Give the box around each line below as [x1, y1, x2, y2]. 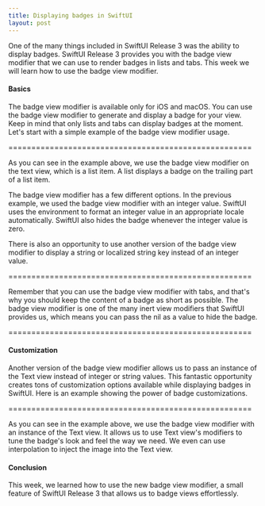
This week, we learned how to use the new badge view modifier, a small [8, 481, 244, 490]
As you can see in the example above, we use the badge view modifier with [8, 419, 255, 428]
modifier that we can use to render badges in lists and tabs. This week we [8, 57, 250, 67]
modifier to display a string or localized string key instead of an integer [8, 247, 240, 257]
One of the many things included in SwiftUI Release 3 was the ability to [8, 40, 240, 50]
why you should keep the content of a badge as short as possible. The [8, 295, 239, 305]
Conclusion [8, 462, 48, 472]
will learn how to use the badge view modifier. [8, 66, 159, 75]
